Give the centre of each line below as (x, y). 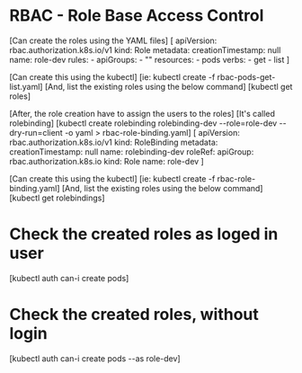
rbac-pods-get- (246, 76)
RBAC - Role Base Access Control (137, 16)
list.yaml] (26, 86)
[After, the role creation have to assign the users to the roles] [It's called (142, 113)
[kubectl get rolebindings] (57, 198)
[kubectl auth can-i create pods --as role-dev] (95, 358)
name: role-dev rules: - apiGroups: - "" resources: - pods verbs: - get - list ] (150, 59)
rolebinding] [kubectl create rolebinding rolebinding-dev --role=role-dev (143, 123)
